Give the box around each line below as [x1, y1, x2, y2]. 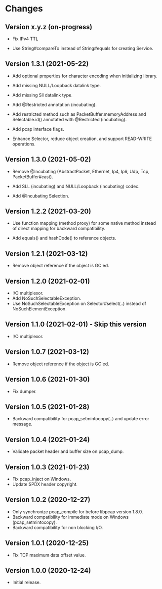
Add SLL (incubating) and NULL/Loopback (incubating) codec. [12, 183, 140, 189]
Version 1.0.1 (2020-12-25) [5, 539, 89, 547]
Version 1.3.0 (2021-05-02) [5, 155, 91, 164]
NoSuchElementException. [12, 306, 67, 312]
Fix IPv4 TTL [12, 36, 39, 42]
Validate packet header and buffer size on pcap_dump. [12, 448, 124, 454]
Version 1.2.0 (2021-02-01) [5, 277, 90, 285]
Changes [5, 3, 43, 14]
